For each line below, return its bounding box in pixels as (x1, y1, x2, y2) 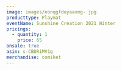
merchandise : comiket (6, 54, 62, 60)
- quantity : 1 (12, 32, 48, 38)
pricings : (6, 26, 32, 32)
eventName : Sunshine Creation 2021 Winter (6, 20, 116, 26)
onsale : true (6, 43, 40, 49)
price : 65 (17, 37, 43, 43)
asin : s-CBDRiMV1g (6, 49, 53, 55)
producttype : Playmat (6, 15, 62, 21)
